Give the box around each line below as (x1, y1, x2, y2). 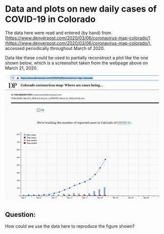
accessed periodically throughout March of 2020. (5, 45, 105, 51)
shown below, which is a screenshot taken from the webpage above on (5, 60, 148, 66)
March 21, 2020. (5, 65, 38, 71)
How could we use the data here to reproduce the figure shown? (5, 223, 135, 229)
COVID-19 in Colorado (5, 14, 96, 25)
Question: (5, 210, 36, 218)
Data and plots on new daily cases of (5, 3, 157, 15)
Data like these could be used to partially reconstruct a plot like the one (5, 54, 148, 60)
